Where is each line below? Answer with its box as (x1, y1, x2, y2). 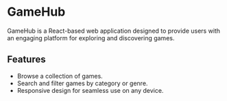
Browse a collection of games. (16, 72, 103, 80)
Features (7, 54, 46, 66)
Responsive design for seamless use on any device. (16, 86, 164, 94)
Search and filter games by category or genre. (16, 79, 148, 87)
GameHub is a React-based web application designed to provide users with (7, 27, 221, 35)
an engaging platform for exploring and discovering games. (7, 33, 175, 42)
